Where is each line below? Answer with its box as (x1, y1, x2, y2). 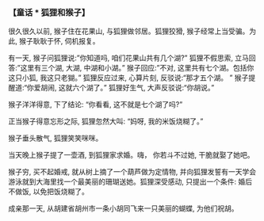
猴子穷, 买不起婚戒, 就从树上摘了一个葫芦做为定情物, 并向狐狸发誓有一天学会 (8, 167, 256, 177)
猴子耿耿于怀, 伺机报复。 (18, 36, 100, 46)
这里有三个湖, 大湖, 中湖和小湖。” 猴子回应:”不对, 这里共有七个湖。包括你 (20, 63, 254, 73)
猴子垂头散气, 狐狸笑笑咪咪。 (8, 133, 103, 143)
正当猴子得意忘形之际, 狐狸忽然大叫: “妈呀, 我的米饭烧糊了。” (8, 116, 204, 126)
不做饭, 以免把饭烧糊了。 (8, 187, 89, 196)
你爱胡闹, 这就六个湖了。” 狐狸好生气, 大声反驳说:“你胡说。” (26, 83, 215, 93)
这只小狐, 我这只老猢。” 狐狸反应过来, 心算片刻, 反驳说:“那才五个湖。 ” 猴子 (8, 73, 249, 82)
